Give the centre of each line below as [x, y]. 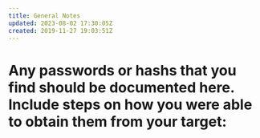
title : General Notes [45, 16]
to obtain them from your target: [118, 122]
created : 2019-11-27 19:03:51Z [61, 30]
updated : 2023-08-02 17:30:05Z [61, 23]
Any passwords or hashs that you [122, 70]
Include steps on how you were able [130, 104]
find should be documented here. [122, 87]
